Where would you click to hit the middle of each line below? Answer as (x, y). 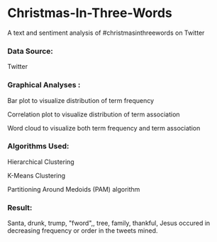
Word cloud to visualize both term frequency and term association (104, 128)
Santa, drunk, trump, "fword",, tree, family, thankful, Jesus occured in (109, 223)
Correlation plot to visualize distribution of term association (94, 114)
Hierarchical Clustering (41, 162)
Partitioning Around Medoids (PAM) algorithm (74, 189)
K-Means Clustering (37, 175)
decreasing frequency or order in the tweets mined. (83, 231)
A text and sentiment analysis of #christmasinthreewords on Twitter (106, 33)
